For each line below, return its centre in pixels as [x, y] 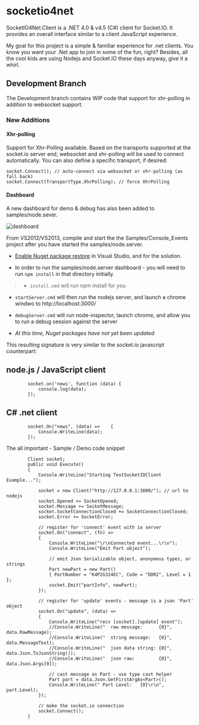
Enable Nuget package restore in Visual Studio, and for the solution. [98, 256]
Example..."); [24, 480]
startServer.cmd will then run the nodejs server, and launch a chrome [100, 297]
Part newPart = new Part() [82, 569]
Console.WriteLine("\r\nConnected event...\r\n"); [113, 543]
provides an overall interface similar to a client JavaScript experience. [92, 34]
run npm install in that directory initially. [65, 274]
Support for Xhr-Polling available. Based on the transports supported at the [99, 148]
